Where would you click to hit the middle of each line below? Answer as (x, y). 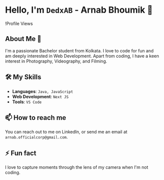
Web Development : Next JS (40, 96)
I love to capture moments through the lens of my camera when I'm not (77, 167)
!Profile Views (19, 23)
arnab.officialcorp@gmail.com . (36, 137)
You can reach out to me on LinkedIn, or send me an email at (66, 132)
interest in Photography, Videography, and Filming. (56, 61)
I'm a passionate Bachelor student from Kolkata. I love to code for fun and (79, 50)
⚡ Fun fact (21, 153)
